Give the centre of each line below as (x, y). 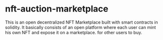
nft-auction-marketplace (57, 9)
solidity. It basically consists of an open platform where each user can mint (81, 27)
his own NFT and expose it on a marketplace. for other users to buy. (74, 32)
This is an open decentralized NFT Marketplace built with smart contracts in (81, 22)
